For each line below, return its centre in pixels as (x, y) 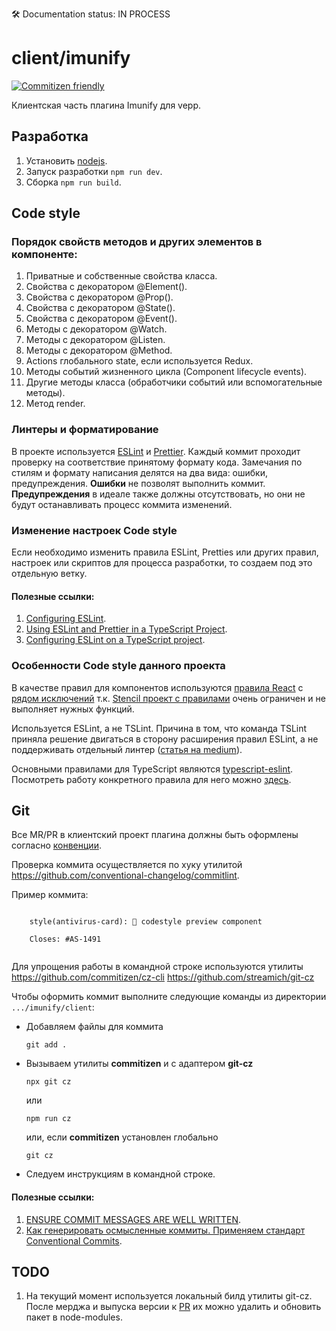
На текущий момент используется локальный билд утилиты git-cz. (169, 1296)
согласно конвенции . (56, 845)
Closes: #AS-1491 (65, 939)
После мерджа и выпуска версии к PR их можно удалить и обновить (173, 1307)
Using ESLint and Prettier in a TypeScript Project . (126, 629)
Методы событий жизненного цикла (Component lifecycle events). (166, 372)
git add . (46, 1045)
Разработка (50, 136)
